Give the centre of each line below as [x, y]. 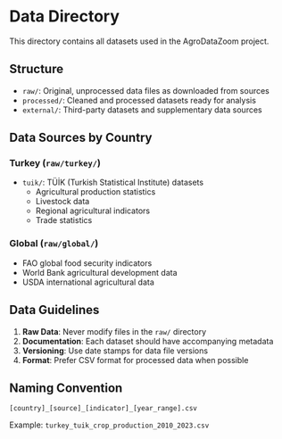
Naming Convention [66, 388]
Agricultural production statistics [95, 192]
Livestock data [62, 202]
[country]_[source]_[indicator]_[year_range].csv [104, 409]
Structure [37, 69]
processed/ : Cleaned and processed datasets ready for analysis [139, 100]
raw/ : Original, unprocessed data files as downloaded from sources [146, 90]
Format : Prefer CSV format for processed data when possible [135, 360]
